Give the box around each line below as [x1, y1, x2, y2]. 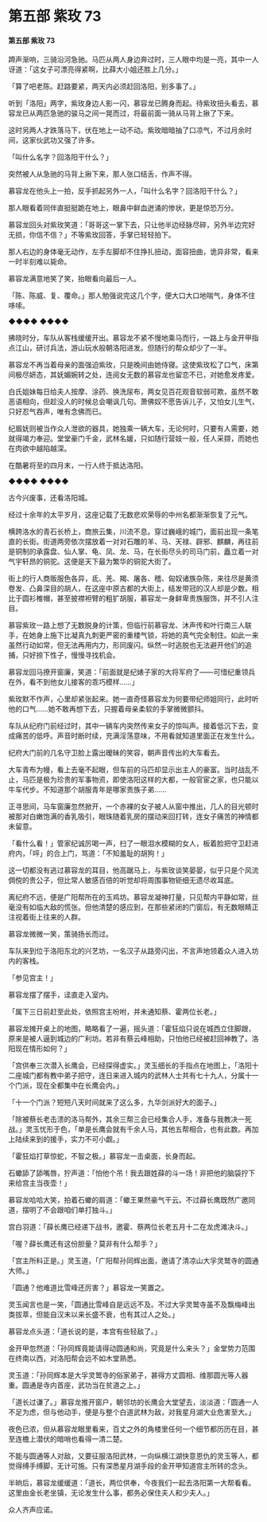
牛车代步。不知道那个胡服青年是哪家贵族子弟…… [8, 785, 167, 794]
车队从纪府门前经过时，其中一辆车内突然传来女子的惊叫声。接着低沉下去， [8, 721, 252, 731]
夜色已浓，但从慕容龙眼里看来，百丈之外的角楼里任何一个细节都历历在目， [8, 1424, 252, 1434]
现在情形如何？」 [14, 1044, 72, 1053]
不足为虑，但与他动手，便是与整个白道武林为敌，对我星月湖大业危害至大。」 [8, 1407, 256, 1417]
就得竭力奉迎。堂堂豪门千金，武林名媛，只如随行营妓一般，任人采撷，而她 [8, 433, 252, 443]
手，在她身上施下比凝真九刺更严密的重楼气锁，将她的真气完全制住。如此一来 [8, 630, 259, 640]
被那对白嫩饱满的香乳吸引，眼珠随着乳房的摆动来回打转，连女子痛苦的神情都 [8, 812, 259, 822]
